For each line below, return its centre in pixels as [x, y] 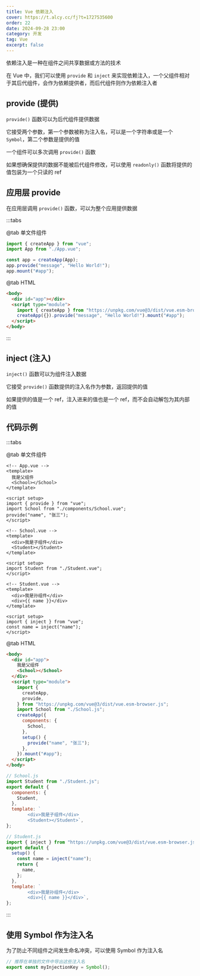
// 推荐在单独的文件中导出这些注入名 [46, 962]
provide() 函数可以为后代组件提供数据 [53, 119]
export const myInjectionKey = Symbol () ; [58, 967]
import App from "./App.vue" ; [44, 249]
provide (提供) [32, 104]
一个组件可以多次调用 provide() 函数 [51, 152]
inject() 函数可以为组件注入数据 [46, 374]
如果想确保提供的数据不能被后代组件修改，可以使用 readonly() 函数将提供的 [99, 164]
